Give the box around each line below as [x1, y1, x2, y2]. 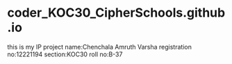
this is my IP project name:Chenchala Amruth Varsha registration [7, 42, 192, 51]
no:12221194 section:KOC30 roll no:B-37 [7, 50, 123, 58]
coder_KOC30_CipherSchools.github [7, 5, 226, 21]
